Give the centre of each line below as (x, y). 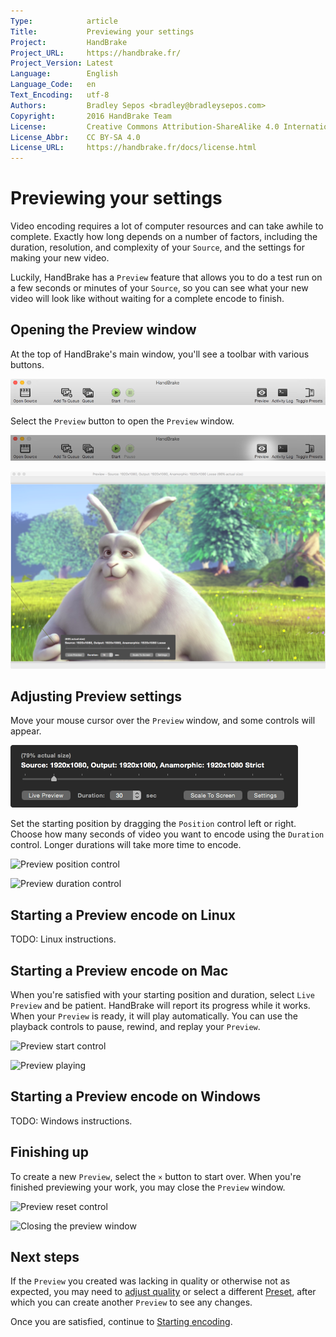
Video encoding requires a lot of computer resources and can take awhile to (167, 226)
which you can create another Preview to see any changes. (131, 1302)
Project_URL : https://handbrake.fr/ (96, 53)
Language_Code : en (53, 85)
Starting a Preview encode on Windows (136, 1096)
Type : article (64, 21)
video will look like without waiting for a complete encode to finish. (147, 299)
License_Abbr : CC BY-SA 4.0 (75, 137)
